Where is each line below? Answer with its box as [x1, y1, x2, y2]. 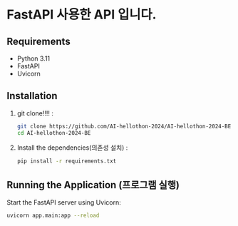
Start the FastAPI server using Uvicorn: [6, 198, 122, 207]
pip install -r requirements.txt [16, 158, 117, 165]
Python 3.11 [16, 54, 51, 63]
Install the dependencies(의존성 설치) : [16, 143, 128, 152]
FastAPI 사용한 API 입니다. [6, 6, 157, 23]
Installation [6, 90, 58, 102]
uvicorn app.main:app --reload [6, 212, 100, 220]
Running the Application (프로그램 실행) [6, 179, 180, 191]
